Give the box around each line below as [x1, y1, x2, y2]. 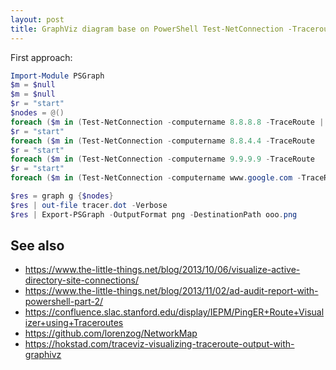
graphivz [24, 349, 62, 361]
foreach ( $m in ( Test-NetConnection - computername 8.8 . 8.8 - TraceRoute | [10, 117, 325, 127]
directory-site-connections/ [24, 274, 140, 286]
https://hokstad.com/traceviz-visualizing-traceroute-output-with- [24, 338, 295, 350]
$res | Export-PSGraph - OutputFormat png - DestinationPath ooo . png [10, 209, 298, 220]
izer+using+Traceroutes [24, 317, 124, 329]
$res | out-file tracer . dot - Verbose [10, 200, 168, 210]
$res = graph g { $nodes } [10, 191, 114, 201]
